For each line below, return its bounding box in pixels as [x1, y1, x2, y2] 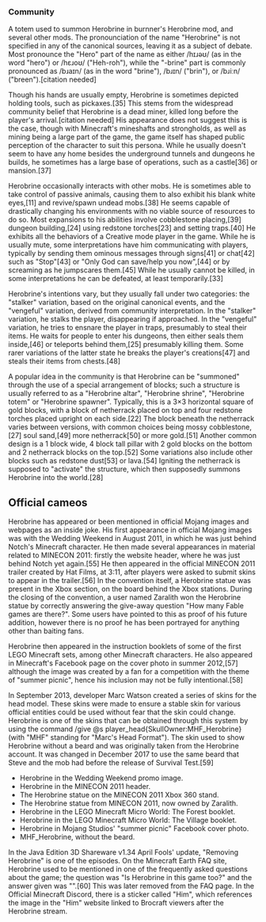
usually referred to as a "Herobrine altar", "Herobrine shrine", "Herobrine [8, 389, 245, 398]
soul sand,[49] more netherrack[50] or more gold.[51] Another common [23, 431, 257, 440]
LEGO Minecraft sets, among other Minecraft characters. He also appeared [8, 650, 253, 660]
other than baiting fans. [8, 627, 85, 636]
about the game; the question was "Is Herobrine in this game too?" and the [8, 873, 253, 882]
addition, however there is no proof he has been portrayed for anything [8, 618, 240, 627]
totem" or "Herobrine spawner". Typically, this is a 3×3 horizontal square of [8, 397, 254, 406]
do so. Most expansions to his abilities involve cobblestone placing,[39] [8, 215, 241, 224]
